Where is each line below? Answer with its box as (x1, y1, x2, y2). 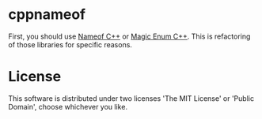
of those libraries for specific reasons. (8, 39, 133, 49)
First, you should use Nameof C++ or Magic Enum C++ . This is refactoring (8, 32, 251, 41)
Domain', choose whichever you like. (8, 102, 128, 111)
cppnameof (8, 6, 86, 24)
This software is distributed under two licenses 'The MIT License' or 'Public (8, 93, 255, 103)
